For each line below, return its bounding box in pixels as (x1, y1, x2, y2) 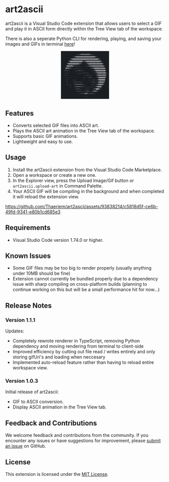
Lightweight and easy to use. (12, 138, 73, 144)
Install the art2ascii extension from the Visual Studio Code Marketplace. (12, 166, 162, 173)
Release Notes (5, 301, 52, 310)
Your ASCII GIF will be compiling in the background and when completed (12, 188, 164, 194)
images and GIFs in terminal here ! (5, 41, 75, 47)
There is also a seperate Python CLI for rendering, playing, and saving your (5, 35, 162, 42)
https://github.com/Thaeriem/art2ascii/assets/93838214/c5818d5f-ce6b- (5, 203, 158, 209)
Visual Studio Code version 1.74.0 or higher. (12, 237, 104, 243)
